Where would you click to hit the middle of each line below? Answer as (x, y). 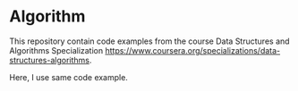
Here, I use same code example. (68, 77)
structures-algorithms (49, 60)
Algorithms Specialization (56, 50)
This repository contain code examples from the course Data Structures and (149, 41)
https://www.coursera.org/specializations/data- (193, 50)
